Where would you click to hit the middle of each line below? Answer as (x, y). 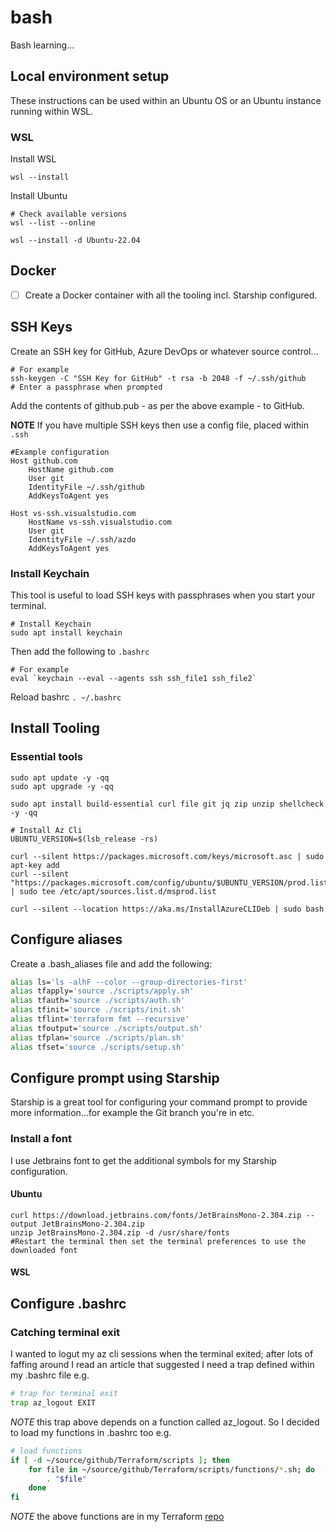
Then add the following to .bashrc (80, 652)
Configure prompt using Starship (115, 1077)
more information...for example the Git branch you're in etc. (132, 1113)
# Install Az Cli (46, 830)
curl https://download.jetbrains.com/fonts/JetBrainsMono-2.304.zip (156, 1215)
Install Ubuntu (39, 196)
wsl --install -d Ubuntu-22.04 (75, 241)
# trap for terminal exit (64, 1394)
